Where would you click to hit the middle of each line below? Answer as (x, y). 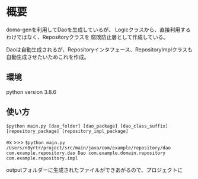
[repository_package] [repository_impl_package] (67, 131)
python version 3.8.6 (31, 92)
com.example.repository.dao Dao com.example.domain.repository (86, 153)
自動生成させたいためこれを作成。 (48, 57)
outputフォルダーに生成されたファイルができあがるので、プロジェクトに (95, 170)
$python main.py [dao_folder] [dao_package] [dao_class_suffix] (87, 126)
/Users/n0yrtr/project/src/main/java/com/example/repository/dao (88, 148)
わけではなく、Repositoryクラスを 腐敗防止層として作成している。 (87, 37)
